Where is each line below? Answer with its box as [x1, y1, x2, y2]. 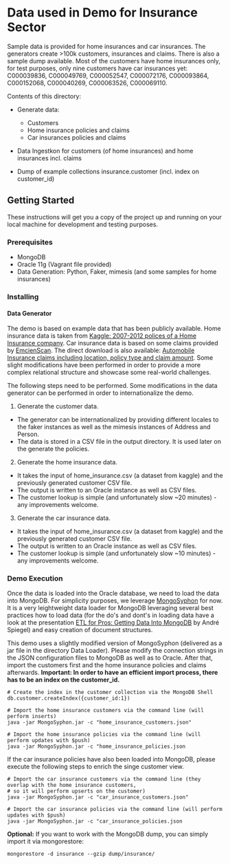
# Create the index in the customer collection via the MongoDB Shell [7, 689, 214, 696]
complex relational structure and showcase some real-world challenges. [7, 368, 211, 376]
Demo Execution [7, 574, 63, 583]
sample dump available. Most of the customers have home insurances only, [7, 56, 221, 65]
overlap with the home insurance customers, [7, 782, 137, 789]
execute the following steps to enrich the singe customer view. [7, 762, 184, 771]
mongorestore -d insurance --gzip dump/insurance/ [7, 851, 155, 858]
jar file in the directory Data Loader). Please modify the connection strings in [7, 647, 224, 655]
